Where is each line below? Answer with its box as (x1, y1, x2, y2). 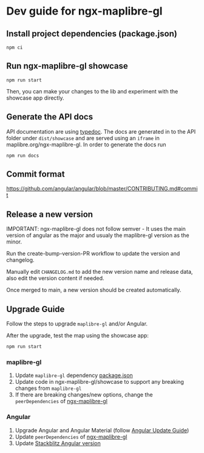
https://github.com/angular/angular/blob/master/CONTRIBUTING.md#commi (6, 185, 198, 192)
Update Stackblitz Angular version (15, 439, 101, 447)
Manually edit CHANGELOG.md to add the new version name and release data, (6, 268, 193, 276)
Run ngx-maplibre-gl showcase (6, 61, 129, 71)
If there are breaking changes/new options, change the (15, 391, 153, 398)
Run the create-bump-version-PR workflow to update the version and (6, 250, 180, 257)
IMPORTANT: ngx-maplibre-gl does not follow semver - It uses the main (6, 225, 186, 233)
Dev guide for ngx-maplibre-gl (6, 4, 163, 18)
